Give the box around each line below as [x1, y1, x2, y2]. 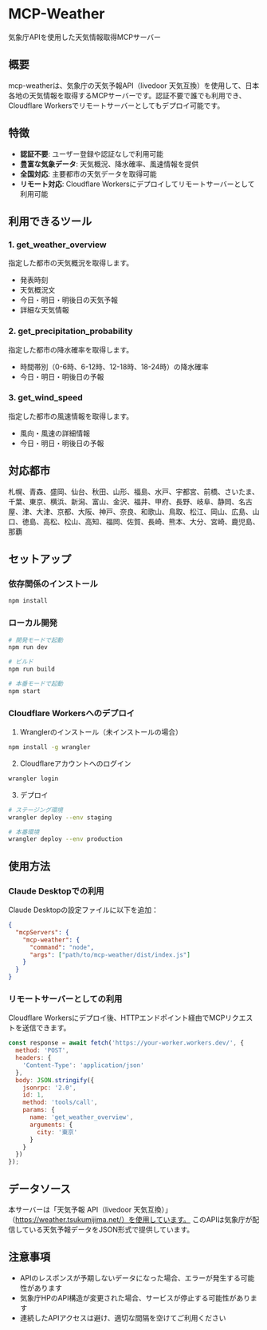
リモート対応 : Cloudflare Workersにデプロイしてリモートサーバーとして [19, 179, 255, 189]
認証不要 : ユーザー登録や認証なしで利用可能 [19, 149, 164, 158]
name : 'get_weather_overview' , [29, 1113, 134, 1121]
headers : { [15, 1054, 52, 1062]
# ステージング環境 [8, 806, 64, 814]
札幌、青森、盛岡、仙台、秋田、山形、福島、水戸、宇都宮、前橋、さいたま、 [8, 487, 260, 496]
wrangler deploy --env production [8, 835, 124, 843]
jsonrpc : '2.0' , [22, 1084, 77, 1092]
